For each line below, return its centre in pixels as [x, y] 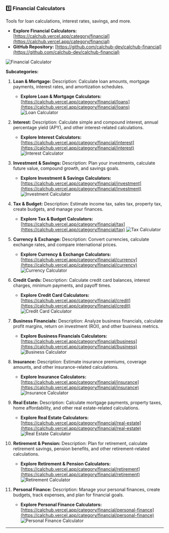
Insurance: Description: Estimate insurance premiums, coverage [80, 362]
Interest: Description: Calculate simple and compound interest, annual [86, 122]
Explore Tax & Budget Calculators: [57, 219]
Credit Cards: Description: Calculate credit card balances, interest [81, 280]
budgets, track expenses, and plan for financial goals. [68, 495]
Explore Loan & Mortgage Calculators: [61, 96]
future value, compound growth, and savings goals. [66, 168]
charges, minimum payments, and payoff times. [62, 285]
